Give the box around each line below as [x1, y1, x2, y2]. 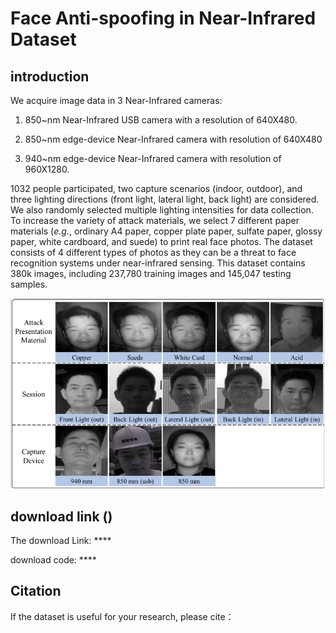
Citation [10, 583, 62, 600]
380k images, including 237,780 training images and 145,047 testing [10, 268, 292, 279]
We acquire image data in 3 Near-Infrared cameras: [10, 95, 223, 106]
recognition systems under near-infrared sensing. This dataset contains [10, 257, 306, 269]
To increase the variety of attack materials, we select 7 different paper [10, 215, 300, 226]
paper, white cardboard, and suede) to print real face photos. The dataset [10, 236, 313, 247]
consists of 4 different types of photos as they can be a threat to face [10, 247, 297, 258]
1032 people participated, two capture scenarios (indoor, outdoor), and [10, 183, 303, 194]
